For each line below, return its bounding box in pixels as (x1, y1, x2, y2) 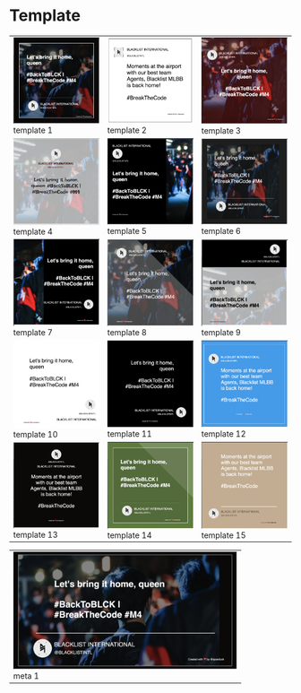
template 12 (201, 429, 246, 439)
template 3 (201, 125, 242, 135)
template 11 (107, 428, 152, 439)
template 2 (107, 125, 148, 135)
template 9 (201, 326, 242, 337)
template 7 (13, 327, 54, 338)
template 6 (201, 226, 242, 237)
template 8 (107, 326, 148, 337)
